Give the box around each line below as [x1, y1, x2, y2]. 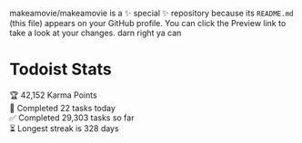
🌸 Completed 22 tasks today [9, 102, 116, 113]
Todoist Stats [9, 59, 112, 80]
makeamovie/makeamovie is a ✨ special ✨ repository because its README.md [9, 8, 294, 18]
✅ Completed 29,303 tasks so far [9, 112, 135, 123]
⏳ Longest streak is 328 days [9, 122, 120, 134]
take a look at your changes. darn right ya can [9, 27, 182, 38]
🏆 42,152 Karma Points [9, 90, 97, 100]
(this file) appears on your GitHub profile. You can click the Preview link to [9, 18, 287, 28]
